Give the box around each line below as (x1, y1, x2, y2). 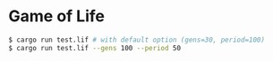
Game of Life (8, 6, 105, 27)
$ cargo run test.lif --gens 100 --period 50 (8, 43, 181, 52)
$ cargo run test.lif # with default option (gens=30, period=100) (8, 35, 266, 44)
